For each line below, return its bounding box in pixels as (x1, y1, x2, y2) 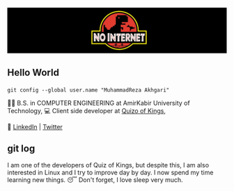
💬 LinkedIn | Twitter (7, 122, 63, 131)
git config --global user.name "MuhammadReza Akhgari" (7, 86, 170, 94)
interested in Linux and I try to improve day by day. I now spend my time (7, 168, 214, 177)
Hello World (7, 67, 59, 78)
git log (7, 143, 36, 155)
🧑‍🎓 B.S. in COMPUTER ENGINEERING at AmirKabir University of (7, 99, 190, 107)
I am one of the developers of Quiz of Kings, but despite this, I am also (7, 161, 210, 169)
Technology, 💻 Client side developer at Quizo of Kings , (7, 106, 166, 115)
